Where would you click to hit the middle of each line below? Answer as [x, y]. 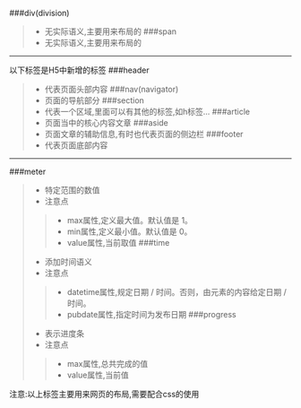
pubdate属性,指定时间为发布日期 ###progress [151, 314]
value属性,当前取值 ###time [118, 243]
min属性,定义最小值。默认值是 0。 [129, 231]
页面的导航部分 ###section [95, 100]
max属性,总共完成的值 [107, 364]
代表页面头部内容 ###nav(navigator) [112, 89]
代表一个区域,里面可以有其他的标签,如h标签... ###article [147, 112]
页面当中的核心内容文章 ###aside [106, 123]
